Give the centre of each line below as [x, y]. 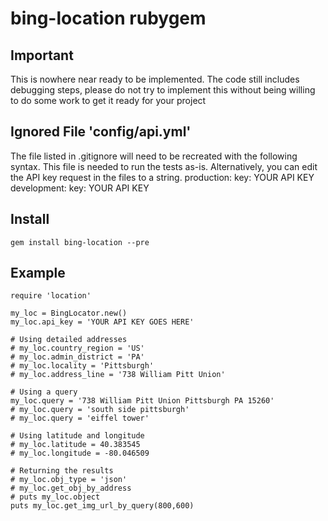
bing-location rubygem [108, 18]
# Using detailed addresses [69, 340]
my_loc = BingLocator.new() [69, 313]
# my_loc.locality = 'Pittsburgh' [82, 366]
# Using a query [44, 392]
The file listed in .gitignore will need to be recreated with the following [154, 156]
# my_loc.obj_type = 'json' [69, 480]
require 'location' [51, 296]
